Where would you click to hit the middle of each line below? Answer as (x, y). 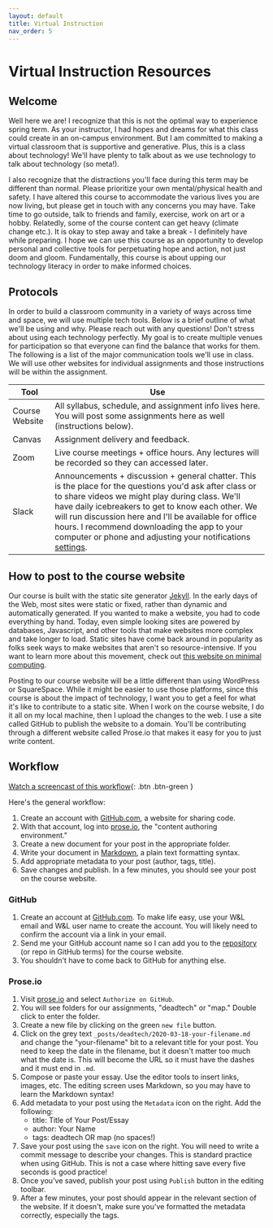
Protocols (33, 292)
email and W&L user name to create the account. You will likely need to (139, 926)
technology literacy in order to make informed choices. (100, 266)
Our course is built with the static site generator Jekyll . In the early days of (133, 596)
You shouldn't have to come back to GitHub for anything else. (123, 960)
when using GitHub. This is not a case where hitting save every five (133, 1164)
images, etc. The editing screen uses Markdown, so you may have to (135, 1086)
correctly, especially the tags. (69, 1215)
